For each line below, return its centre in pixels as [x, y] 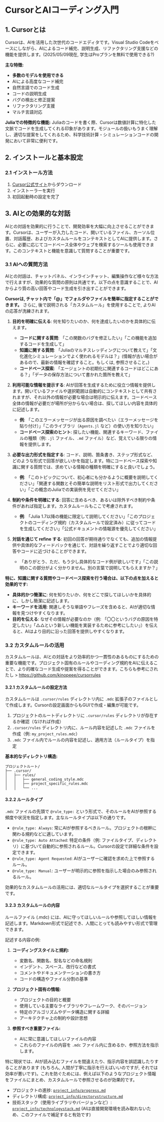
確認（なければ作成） [42, 721]
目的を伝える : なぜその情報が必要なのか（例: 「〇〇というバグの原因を [83, 619]
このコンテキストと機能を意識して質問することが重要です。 [73, 250]
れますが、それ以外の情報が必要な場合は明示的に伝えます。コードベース [84, 397]
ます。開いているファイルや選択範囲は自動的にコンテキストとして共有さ [84, 391]
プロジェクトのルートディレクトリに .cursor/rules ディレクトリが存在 [83, 716]
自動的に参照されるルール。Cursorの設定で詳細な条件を [98, 846]
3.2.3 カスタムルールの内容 [32, 905]
